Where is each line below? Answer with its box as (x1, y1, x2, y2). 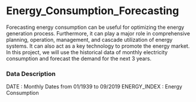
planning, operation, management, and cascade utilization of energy (6, 36, 173, 43)
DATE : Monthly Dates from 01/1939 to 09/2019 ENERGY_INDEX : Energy (6, 83, 182, 90)
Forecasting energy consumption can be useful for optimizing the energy (6, 24, 185, 31)
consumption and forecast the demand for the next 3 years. (6, 55, 152, 62)
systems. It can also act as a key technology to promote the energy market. (6, 42, 190, 50)
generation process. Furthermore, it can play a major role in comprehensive (6, 29, 191, 37)
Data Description (6, 70, 56, 78)
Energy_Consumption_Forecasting (6, 4, 179, 18)
